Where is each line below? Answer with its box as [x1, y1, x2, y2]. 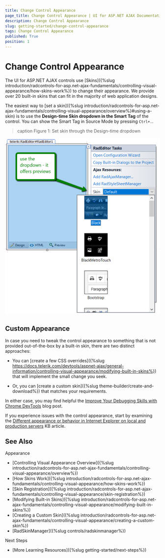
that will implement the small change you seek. [12, 373, 107, 379]
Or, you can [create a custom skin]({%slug [12, 383, 98, 389]
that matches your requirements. [41, 388, 107, 394]
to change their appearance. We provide [73, 88, 155, 94]
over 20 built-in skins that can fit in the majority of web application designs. [5, 93, 158, 99]
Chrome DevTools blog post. [5, 403, 63, 409]
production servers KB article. [5, 423, 66, 429]
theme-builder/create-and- [99, 383, 154, 389]
